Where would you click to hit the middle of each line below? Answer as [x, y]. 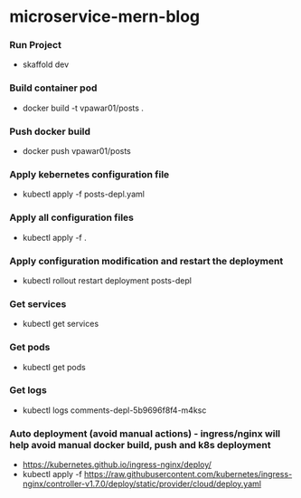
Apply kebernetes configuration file [89, 174]
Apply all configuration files [71, 217]
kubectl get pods [54, 367]
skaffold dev [46, 64]
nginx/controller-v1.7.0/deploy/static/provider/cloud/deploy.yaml [142, 484]
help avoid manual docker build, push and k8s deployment [140, 445]
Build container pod [53, 88]
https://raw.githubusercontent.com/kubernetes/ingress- [188, 474]
